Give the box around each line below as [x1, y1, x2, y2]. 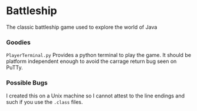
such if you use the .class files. [6, 98, 83, 105]
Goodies [6, 38, 31, 46]
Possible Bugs [6, 79, 48, 87]
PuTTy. [6, 64, 23, 71]
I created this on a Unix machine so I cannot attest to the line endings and [6, 92, 185, 99]
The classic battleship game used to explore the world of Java [6, 23, 157, 31]
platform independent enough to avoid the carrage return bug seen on [6, 58, 177, 65]
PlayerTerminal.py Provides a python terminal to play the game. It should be [6, 52, 192, 59]
